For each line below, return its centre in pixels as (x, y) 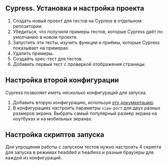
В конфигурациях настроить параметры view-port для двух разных (86, 108)
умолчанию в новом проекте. (45, 37)
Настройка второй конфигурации (62, 80)
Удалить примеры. (33, 53)
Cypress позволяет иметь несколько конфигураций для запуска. (76, 92)
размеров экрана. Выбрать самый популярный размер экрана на (85, 113)
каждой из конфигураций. (34, 158)
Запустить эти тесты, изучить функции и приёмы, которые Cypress (86, 42)
